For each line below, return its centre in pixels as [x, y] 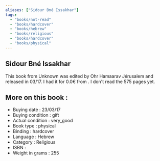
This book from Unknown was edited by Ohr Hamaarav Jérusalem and [79, 76]
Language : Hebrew [33, 137]
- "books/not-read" [31, 19]
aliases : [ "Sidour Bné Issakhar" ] [42, 10]
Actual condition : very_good [43, 121]
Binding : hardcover [33, 131]
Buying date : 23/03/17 [37, 110]
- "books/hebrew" [28, 29]
